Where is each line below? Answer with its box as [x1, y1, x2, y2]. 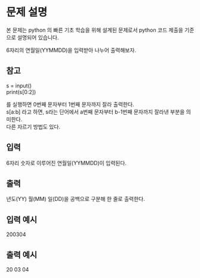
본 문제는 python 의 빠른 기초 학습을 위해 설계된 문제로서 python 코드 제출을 [6, 26, 183, 33]
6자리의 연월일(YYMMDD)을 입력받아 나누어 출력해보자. [6, 46, 136, 54]
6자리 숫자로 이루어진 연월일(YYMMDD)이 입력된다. [6, 159, 127, 166]
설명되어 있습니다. [17, 33, 59, 41]
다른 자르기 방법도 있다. [6, 123, 61, 130]
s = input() [6, 82, 32, 89]
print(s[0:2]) [6, 88, 36, 96]
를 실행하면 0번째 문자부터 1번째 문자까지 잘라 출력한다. [6, 100, 134, 108]
